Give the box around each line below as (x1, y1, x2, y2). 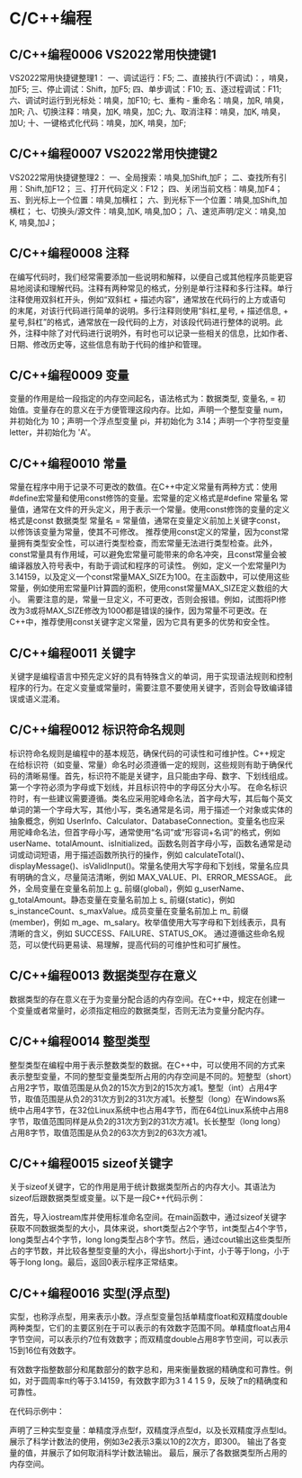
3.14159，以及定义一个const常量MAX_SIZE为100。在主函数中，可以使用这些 (9, 572, 290, 582)
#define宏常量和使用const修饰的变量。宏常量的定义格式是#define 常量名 (9, 492, 279, 504)
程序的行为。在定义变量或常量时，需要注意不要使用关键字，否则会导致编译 (9, 682, 285, 693)
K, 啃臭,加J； (9, 217, 58, 228)
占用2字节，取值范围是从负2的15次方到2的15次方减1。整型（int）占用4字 (9, 1082, 278, 1093)
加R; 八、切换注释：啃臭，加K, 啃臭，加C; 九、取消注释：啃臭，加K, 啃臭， (9, 106, 286, 117)
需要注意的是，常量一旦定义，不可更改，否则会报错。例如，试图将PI (26, 594, 279, 605)
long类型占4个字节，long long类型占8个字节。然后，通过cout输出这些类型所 (9, 1234, 291, 1245)
